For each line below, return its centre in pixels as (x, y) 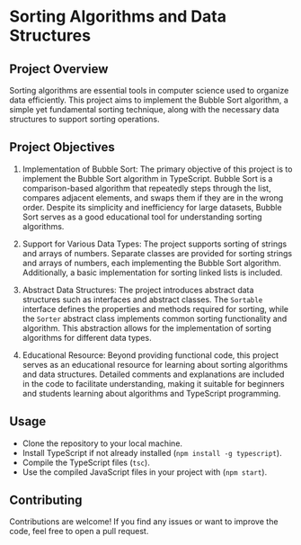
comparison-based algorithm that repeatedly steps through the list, (146, 188)
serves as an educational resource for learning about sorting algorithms (155, 364)
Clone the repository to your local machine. (102, 443)
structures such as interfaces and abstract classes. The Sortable (142, 299)
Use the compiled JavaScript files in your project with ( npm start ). (145, 472)
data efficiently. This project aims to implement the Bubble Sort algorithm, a (149, 100)
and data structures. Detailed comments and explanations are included (153, 374)
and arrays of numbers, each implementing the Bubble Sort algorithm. (151, 263)
